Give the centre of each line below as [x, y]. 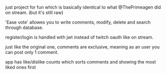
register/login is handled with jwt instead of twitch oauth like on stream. [79, 37]
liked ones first [21, 67]
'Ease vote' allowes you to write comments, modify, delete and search [78, 22]
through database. [24, 27]
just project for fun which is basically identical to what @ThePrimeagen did [83, 7]
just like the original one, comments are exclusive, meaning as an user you [82, 47]
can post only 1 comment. [32, 52]
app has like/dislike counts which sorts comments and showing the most [81, 62]
